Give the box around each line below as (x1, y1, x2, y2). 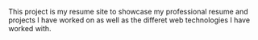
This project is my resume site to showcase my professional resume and (8, 7, 248, 16)
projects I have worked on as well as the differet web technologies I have (8, 15, 251, 25)
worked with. (8, 24, 52, 33)
